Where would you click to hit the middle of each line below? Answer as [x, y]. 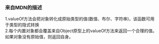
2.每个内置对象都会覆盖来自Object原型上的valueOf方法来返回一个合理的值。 [81, 31]
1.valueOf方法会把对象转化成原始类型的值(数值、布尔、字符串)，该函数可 [78, 19]
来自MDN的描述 [24, 7]
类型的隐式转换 [24, 25]
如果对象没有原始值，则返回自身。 [39, 37]
